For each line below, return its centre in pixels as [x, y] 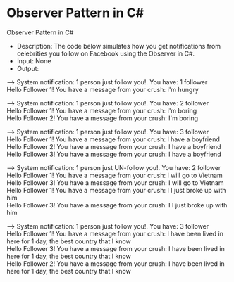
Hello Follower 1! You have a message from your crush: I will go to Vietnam [115, 175]
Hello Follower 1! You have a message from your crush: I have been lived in [115, 233]
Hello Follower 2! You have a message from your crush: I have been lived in [116, 263]
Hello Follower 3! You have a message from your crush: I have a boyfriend [114, 154]
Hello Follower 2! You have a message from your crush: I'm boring [103, 118]
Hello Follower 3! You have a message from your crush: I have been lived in [116, 248]
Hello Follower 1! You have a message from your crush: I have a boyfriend [113, 139]
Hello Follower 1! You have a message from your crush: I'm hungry [103, 89]
